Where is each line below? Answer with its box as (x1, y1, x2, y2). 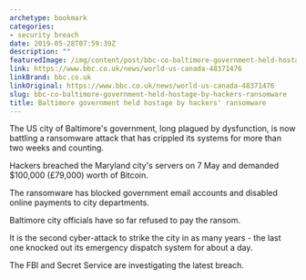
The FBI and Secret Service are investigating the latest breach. (9, 260, 244, 271)
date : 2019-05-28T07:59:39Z (9, 38, 117, 48)
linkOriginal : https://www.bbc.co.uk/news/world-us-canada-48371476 (9, 81, 275, 90)
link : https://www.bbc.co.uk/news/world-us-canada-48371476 (9, 65, 243, 74)
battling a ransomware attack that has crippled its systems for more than (9, 133, 282, 144)
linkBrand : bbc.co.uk (9, 73, 92, 82)
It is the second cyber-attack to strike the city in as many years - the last (9, 233, 281, 244)
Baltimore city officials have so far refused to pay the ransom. (9, 215, 241, 226)
